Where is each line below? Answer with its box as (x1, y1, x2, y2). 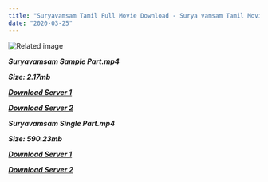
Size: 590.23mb (8, 133, 62, 144)
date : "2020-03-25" (8, 19, 73, 27)
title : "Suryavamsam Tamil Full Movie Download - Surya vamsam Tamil (8, 11, 245, 20)
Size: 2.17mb (8, 72, 51, 81)
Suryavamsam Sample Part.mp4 (8, 57, 120, 66)
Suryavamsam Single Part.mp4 (8, 118, 116, 128)
